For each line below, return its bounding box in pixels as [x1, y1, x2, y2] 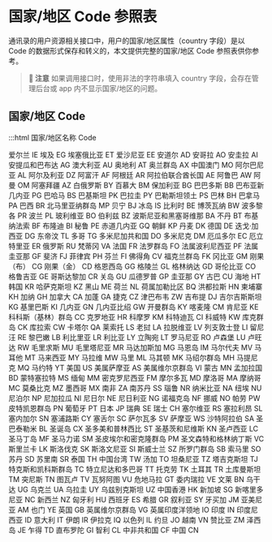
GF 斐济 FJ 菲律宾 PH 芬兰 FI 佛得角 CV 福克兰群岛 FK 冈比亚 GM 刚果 [31, 251, 265, 260]
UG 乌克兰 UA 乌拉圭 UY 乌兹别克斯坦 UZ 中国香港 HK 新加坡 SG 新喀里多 [17, 484, 264, 494]
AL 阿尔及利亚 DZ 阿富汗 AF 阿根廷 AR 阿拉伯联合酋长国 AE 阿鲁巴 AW [17, 170, 253, 179]
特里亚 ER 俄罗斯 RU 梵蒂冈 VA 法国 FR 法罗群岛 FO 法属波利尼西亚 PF [8, 241, 243, 251]
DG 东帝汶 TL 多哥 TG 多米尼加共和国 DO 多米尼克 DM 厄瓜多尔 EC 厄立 [24, 230, 264, 240]
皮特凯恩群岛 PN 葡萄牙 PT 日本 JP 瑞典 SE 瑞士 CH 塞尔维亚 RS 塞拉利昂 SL [8, 403, 263, 413]
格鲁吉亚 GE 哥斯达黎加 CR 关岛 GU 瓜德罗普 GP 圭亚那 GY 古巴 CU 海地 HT [8, 271, 261, 281]
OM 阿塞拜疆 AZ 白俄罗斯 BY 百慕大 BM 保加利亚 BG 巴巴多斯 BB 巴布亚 [17, 180, 257, 190]
